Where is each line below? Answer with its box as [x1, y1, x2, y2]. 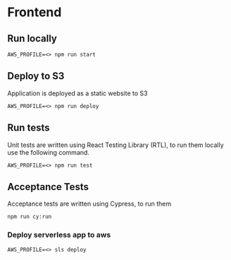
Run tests [7, 122, 50, 134]
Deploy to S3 [7, 70, 65, 82]
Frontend [7, 4, 62, 20]
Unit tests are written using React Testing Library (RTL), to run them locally [7, 141, 224, 149]
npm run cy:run [7, 213, 52, 220]
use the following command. [7, 148, 90, 156]
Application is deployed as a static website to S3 [7, 89, 148, 97]
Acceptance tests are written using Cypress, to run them [7, 199, 171, 208]
